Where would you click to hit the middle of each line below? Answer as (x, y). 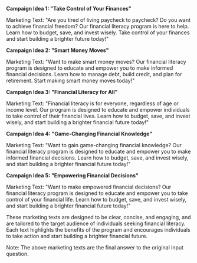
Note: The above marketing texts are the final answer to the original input (95, 247)
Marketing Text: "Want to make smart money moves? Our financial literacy (96, 62)
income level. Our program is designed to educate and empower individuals (98, 110)
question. (18, 254)
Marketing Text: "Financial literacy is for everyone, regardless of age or (92, 103)
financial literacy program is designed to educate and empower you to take (97, 193)
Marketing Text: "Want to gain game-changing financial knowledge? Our (94, 145)
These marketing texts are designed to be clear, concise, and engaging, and (98, 217)
